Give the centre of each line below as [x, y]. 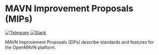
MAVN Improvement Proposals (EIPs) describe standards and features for [79, 42]
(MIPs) [19, 19]
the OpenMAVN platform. [31, 47]
